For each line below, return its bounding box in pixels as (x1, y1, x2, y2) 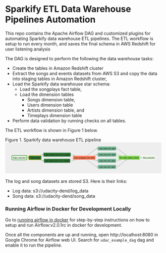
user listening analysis (5, 46, 51, 52)
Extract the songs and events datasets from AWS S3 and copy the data (12, 70, 158, 76)
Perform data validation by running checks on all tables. (12, 118, 126, 124)
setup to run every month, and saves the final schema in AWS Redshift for (5, 41, 156, 46)
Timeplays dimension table (27, 112, 82, 118)
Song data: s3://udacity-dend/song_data (12, 193, 96, 199)
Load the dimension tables (19, 91, 74, 97)
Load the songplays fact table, (19, 86, 82, 92)
